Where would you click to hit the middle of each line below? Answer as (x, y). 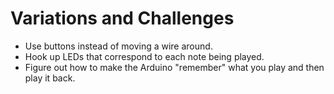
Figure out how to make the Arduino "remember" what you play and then (174, 67)
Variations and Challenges (122, 18)
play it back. (50, 78)
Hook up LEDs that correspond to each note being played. (144, 56)
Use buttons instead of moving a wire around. (118, 46)
